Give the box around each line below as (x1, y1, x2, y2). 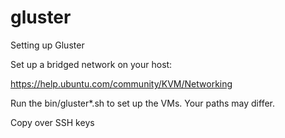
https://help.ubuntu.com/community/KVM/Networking (10, 77, 233, 90)
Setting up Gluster (10, 39, 85, 51)
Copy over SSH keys (10, 116, 95, 128)
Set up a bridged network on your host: (10, 58, 173, 70)
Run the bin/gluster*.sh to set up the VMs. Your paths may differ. (10, 97, 276, 109)
